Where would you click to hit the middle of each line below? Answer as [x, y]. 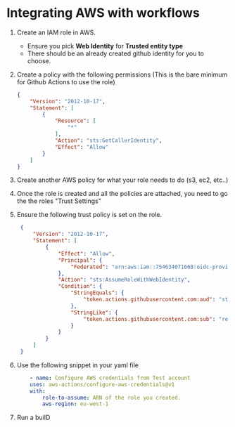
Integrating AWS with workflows [103, 13]
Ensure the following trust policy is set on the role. [89, 215]
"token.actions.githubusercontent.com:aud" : [150, 300]
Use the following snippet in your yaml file [77, 365]
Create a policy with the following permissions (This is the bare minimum [122, 74]
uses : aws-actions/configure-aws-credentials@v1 [102, 384]
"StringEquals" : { [97, 293]
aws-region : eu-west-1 [76, 404]
